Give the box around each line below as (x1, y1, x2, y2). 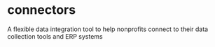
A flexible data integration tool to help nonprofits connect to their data (7, 25, 209, 33)
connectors (7, 2, 76, 18)
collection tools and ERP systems (7, 32, 103, 40)
